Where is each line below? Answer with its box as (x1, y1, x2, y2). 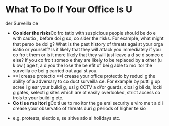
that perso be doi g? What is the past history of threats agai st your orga (12, 40, 163, 47)
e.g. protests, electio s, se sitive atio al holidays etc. (12, 115, 121, 121)
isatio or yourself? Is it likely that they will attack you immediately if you (12, 46, 161, 52)
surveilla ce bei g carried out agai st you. (12, 67, 98, 74)
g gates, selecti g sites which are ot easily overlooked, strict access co (12, 89, 161, 95)
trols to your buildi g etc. (12, 95, 64, 101)
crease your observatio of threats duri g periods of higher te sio (12, 105, 146, 111)
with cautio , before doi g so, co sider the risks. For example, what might (12, 35, 164, 41)
